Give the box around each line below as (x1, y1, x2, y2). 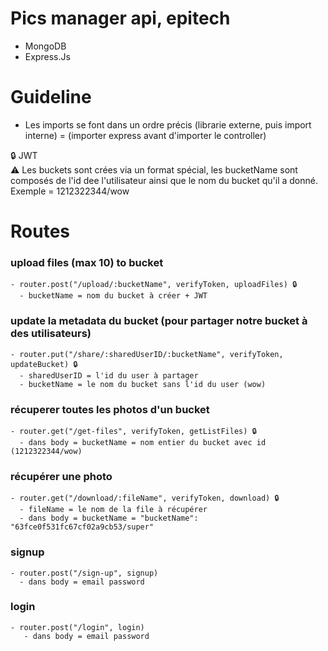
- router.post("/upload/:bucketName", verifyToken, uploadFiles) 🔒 (10, 280, 298, 290)
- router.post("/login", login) (10, 622, 145, 632)
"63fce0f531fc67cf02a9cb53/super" (10, 522, 155, 532)
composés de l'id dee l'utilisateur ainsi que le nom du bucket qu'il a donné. (10, 174, 318, 186)
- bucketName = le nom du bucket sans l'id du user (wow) (19, 379, 267, 389)
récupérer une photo (10, 469, 113, 483)
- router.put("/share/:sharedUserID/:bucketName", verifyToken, (10, 349, 284, 359)
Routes (10, 220, 70, 243)
